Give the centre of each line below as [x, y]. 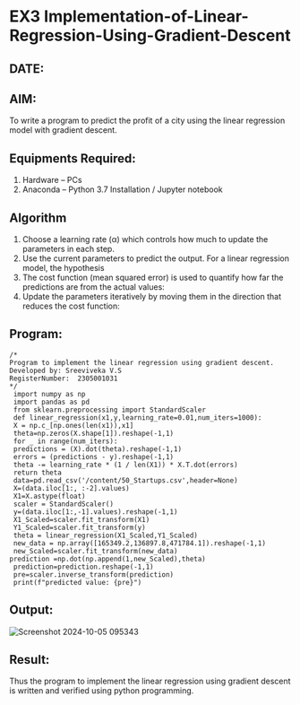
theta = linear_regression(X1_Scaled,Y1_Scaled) [106, 535]
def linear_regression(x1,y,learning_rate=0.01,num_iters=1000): [137, 418]
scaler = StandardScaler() [64, 504]
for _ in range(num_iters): [65, 441]
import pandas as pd [51, 402]
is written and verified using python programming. [102, 691]
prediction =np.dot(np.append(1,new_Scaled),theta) [107, 559]
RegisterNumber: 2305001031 [64, 379]
